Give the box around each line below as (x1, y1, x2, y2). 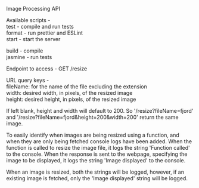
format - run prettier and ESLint (6, 29, 83, 36)
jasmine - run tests (6, 54, 52, 60)
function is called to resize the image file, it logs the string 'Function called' (6, 144, 191, 151)
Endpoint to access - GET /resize (6, 65, 88, 72)
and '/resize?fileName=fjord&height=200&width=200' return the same (6, 113, 179, 121)
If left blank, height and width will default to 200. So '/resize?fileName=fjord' (6, 107, 194, 114)
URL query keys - (6, 77, 49, 84)
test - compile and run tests (6, 23, 74, 30)
